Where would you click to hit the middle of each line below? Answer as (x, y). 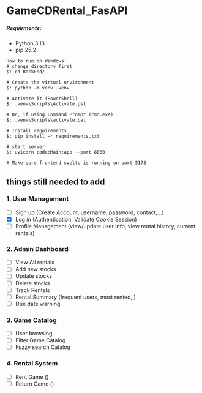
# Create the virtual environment (50, 83)
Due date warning (38, 304)
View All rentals (35, 262)
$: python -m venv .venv (38, 88)
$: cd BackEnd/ (26, 72)
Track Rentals (32, 290)
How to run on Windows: (37, 61)
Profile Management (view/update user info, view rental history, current (105, 226)
